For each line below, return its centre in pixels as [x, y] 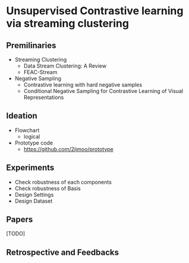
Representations [44, 97]
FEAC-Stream [40, 72]
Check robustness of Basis [48, 188]
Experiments [30, 168]
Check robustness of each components [63, 182]
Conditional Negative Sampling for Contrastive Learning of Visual [103, 91]
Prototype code [34, 143]
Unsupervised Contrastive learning [95, 11]
